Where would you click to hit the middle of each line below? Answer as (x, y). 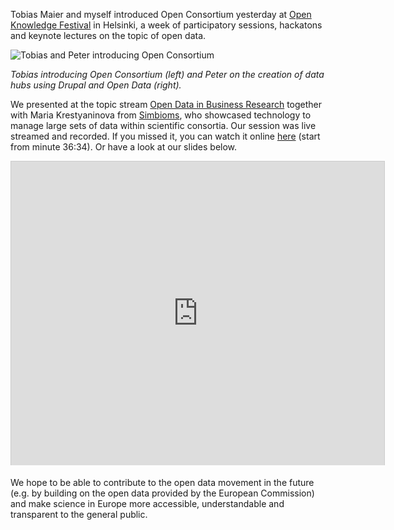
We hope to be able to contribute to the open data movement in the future (162, 482)
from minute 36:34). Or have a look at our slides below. (124, 147)
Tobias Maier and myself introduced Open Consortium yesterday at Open (161, 14)
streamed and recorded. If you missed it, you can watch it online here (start (165, 136)
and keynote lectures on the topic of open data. (108, 35)
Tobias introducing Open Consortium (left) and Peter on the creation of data (167, 74)
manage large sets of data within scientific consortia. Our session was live (163, 125)
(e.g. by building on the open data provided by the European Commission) (162, 493)
